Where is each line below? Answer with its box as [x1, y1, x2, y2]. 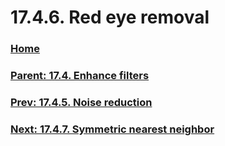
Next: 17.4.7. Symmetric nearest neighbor [10, 122, 215, 136]
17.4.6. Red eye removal [10, 6, 210, 29]
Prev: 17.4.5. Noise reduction [10, 95, 153, 109]
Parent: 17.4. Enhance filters [10, 69, 150, 83]
